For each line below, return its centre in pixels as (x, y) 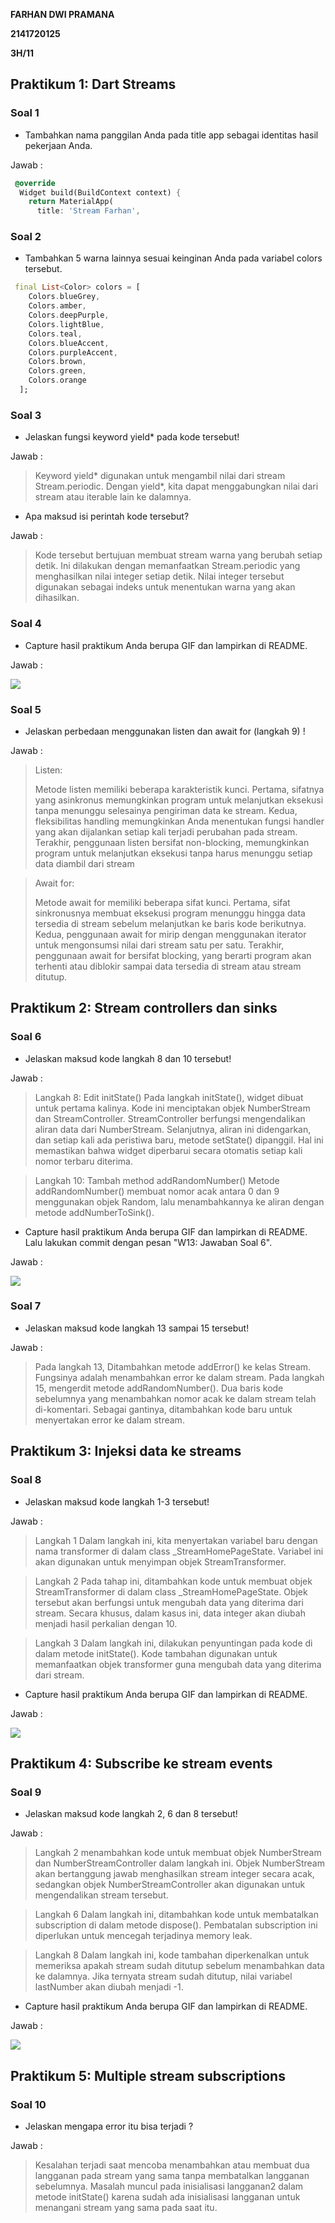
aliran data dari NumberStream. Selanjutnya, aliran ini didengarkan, (173, 1129)
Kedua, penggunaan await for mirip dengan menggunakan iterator (170, 934)
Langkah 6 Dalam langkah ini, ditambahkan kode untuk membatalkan (176, 1915)
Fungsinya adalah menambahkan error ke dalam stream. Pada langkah (179, 1377)
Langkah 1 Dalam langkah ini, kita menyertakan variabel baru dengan (176, 1540)
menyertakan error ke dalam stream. (109, 1420)
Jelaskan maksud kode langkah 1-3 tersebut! (117, 1501)
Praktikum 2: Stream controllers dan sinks (144, 1008)
